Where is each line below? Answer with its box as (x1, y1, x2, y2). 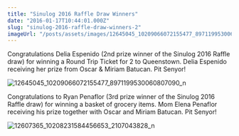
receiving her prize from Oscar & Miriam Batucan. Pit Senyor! (7, 65, 186, 73)
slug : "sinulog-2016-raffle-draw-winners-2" (7, 23, 142, 31)
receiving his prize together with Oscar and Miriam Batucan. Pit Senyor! (7, 108, 217, 116)
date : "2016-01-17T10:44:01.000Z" (7, 17, 110, 24)
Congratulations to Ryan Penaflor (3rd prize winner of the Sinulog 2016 (7, 93, 216, 101)
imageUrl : (7, 30, 37, 38)
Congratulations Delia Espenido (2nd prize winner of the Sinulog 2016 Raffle (7, 50, 230, 58)
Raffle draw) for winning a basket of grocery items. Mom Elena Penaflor (7, 100, 218, 109)
